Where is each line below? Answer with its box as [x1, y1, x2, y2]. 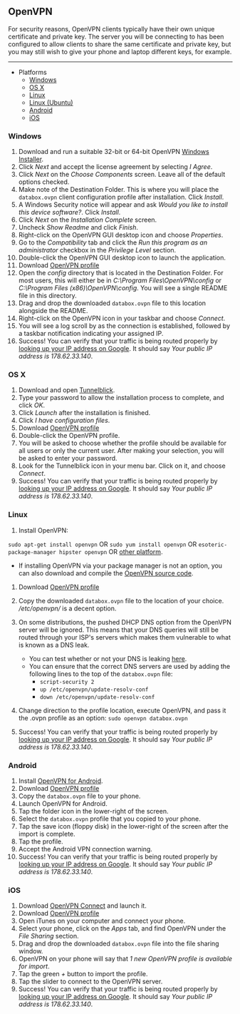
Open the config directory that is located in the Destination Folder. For [18, 269, 224, 277]
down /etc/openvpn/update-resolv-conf [39, 693, 155, 701]
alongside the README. [18, 307, 88, 315]
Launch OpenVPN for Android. [18, 799, 108, 808]
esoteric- [198, 541, 227, 548]
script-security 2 [39, 678, 95, 685]
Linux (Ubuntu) [28, 98, 73, 106]
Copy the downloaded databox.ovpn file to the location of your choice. [18, 596, 224, 605]
